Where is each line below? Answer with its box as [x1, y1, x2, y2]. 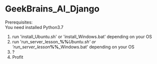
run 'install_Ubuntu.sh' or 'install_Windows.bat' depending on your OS [12, 34, 152, 39]
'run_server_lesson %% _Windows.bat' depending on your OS [12, 44, 135, 50]
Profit [12, 54, 23, 60]
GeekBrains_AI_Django [5, 3, 100, 14]
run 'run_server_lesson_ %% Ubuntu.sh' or [12, 38, 96, 44]
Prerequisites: [5, 19, 33, 25]
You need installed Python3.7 [5, 24, 64, 30]
